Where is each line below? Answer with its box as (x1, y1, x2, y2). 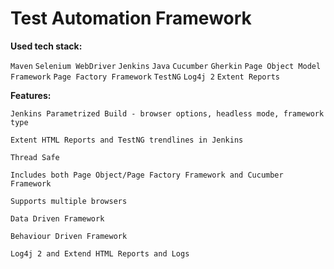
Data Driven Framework (10, 213, 105, 224)
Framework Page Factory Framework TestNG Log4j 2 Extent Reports (10, 72, 280, 82)
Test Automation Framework (10, 7, 252, 30)
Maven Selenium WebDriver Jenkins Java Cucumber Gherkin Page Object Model (10, 61, 322, 71)
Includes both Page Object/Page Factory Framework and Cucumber (10, 170, 284, 180)
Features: (10, 89, 52, 101)
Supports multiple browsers (10, 196, 128, 206)
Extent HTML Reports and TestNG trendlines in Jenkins (10, 135, 244, 145)
